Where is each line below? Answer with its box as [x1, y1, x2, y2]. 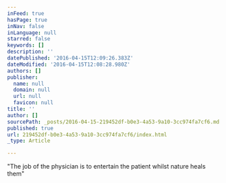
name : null [13, 80, 45, 87]
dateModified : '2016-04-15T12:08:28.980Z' [7, 61, 131, 68]
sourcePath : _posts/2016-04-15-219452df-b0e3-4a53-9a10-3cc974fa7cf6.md [7, 118, 220, 125]
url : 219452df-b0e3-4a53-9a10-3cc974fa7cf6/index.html [7, 131, 168, 138]
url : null [13, 93, 41, 100]
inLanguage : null [7, 29, 57, 36]
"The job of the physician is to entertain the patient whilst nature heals [7, 162, 206, 171]
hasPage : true [7, 16, 48, 23]
